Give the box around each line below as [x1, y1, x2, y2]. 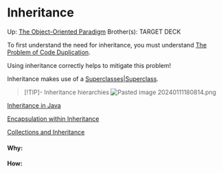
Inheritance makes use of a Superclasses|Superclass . [7, 74, 159, 83]
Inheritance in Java [7, 101, 62, 109]
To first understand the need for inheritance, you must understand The [7, 41, 207, 49]
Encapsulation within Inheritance [7, 115, 99, 123]
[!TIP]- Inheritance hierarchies [23, 88, 110, 96]
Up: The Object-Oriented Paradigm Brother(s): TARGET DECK [7, 27, 181, 36]
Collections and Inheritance [7, 128, 85, 136]
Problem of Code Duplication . [7, 48, 91, 56]
